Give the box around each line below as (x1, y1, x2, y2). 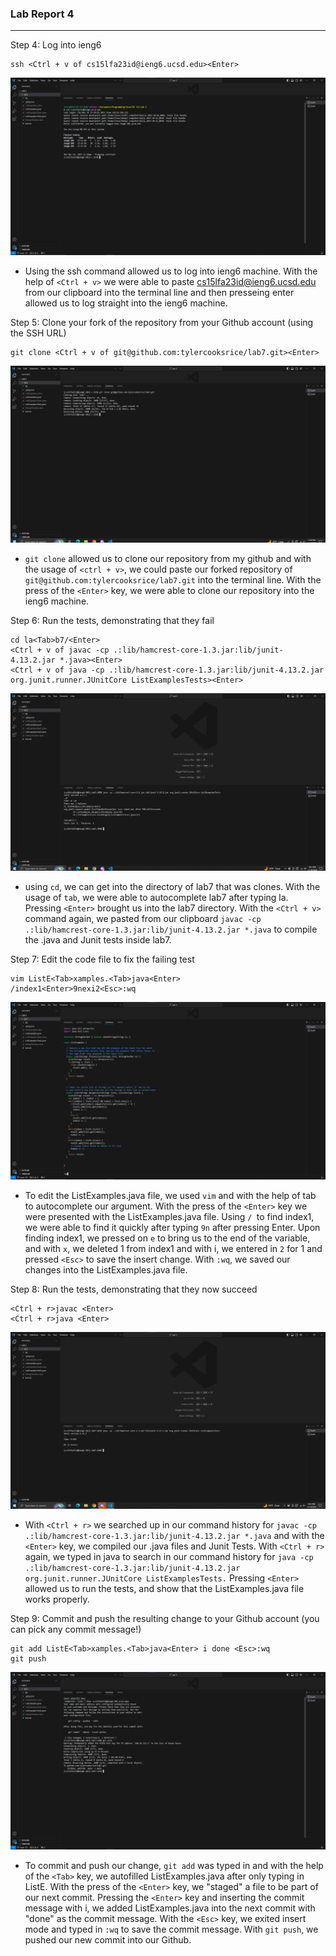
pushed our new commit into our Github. (24, 1933, 192, 1946)
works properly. (24, 1593, 90, 1606)
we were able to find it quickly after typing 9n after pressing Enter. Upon (24, 1221, 321, 1233)
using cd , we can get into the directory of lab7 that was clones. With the (24, 881, 321, 893)
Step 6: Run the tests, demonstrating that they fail (10, 615, 215, 627)
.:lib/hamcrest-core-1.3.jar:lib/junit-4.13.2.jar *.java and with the (24, 1530, 325, 1542)
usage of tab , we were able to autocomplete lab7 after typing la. (24, 892, 289, 904)
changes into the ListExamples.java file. (24, 1263, 188, 1276)
